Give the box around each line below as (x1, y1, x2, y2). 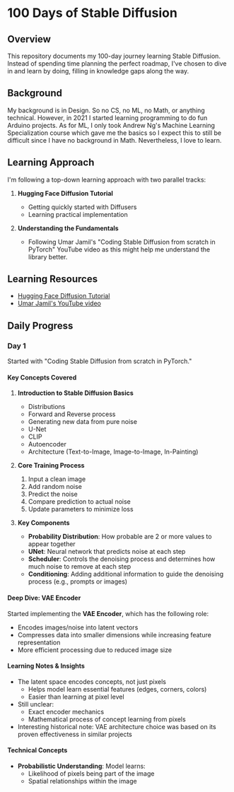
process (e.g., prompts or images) (28, 577, 128, 586)
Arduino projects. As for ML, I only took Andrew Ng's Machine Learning (7, 121, 216, 129)
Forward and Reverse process (28, 410, 116, 418)
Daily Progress (7, 319, 74, 331)
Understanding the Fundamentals (17, 224, 119, 232)
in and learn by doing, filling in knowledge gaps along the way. (7, 67, 189, 75)
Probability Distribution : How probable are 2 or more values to (28, 532, 212, 541)
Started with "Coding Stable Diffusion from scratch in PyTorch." (7, 357, 192, 365)
